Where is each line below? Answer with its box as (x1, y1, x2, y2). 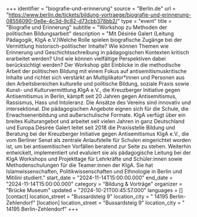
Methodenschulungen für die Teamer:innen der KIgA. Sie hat (6, 162, 153, 169)
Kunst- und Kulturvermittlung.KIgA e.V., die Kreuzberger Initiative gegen (6, 87, 181, 93)
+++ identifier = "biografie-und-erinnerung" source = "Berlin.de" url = (6, 5, 176, 12)
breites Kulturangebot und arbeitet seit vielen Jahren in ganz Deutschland (6, 118, 185, 124)
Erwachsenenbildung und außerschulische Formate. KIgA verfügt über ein (6, 111, 186, 119)
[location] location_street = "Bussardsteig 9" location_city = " (36, 199, 185, 206)
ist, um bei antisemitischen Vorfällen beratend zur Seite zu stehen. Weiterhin (6, 143, 191, 150)
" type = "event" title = (117, 18, 172, 24)
